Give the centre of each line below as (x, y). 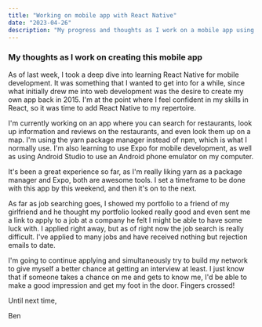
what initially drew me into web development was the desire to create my (126, 91)
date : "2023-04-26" (40, 23)
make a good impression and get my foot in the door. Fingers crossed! (122, 285)
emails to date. (32, 245)
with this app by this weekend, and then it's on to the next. (103, 188)
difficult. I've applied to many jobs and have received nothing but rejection (128, 237)
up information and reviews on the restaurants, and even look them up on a (129, 131)
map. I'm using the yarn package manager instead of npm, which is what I (127, 140)
